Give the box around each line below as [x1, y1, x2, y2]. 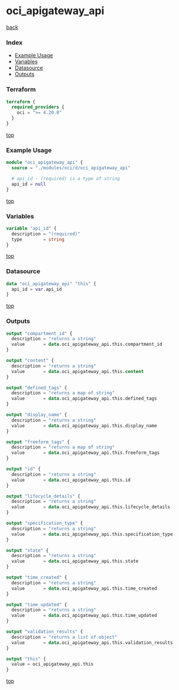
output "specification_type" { [6, 521, 83, 527]
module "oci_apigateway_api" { [6, 159, 83, 166]
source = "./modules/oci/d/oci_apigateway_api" [11, 165, 131, 171]
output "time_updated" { [6, 601, 67, 607]
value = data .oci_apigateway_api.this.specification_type [11, 531, 173, 537]
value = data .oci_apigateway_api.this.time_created [11, 586, 158, 591]
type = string [11, 236, 65, 243]
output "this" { [6, 656, 46, 662]
